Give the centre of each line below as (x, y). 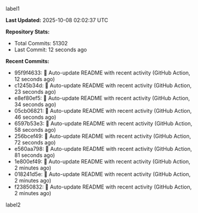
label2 (13, 205)
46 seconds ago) (35, 117)
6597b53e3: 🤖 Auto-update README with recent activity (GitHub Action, (103, 124)
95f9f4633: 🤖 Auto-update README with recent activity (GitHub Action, (102, 73)
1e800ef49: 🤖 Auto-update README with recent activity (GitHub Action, (102, 161)
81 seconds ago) (34, 155)
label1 (13, 9)
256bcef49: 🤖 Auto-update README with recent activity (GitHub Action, (103, 136)
